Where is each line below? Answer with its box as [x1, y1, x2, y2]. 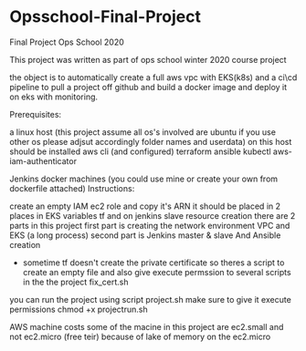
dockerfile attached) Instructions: [9, 182, 135, 193]
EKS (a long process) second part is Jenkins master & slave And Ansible [9, 230, 281, 241]
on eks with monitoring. [9, 91, 99, 102]
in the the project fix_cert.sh [22, 276, 129, 287]
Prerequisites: [9, 108, 62, 119]
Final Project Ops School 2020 [9, 36, 125, 47]
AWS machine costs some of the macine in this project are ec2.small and [9, 321, 284, 332]
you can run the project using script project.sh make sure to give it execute [9, 294, 292, 305]
